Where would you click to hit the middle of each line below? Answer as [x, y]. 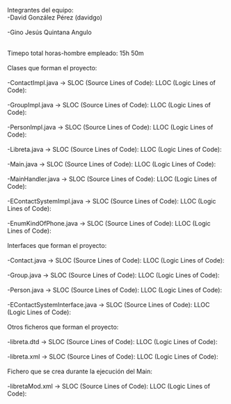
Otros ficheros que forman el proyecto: [63, 327]
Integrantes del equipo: [41, 10]
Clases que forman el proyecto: [52, 68]
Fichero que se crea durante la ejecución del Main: [80, 371]
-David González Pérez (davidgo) [55, 17]
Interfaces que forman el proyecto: [57, 246]
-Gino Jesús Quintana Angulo [49, 32]
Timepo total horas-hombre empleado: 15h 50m [75, 53]
